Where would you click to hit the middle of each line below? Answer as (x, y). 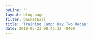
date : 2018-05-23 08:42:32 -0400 (40, 29)
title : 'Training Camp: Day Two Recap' (47, 24)
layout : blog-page (24, 15)
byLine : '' (17, 10)
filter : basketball (26, 19)
